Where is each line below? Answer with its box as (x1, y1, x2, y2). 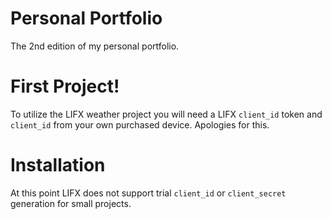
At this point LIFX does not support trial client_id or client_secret (10, 187, 287, 199)
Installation (10, 154, 106, 177)
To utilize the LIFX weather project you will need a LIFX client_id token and (10, 108, 323, 120)
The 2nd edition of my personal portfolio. (10, 40, 180, 52)
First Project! (10, 75, 120, 98)
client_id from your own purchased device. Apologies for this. (10, 118, 270, 131)
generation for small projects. (10, 197, 132, 209)
